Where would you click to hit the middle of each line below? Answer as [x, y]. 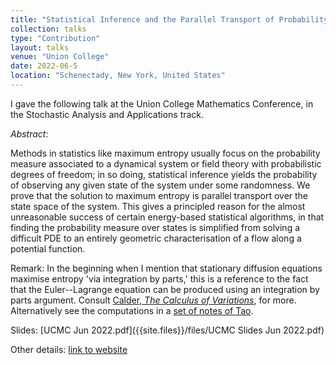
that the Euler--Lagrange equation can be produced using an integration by [165, 289]
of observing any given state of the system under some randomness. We [160, 185]
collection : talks [48, 29]
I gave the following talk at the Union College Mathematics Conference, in [162, 103]
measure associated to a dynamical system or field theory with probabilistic [166, 163]
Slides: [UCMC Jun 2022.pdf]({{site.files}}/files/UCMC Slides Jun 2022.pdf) [167, 330]
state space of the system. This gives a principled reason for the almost [158, 206]
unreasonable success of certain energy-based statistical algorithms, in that [167, 217]
